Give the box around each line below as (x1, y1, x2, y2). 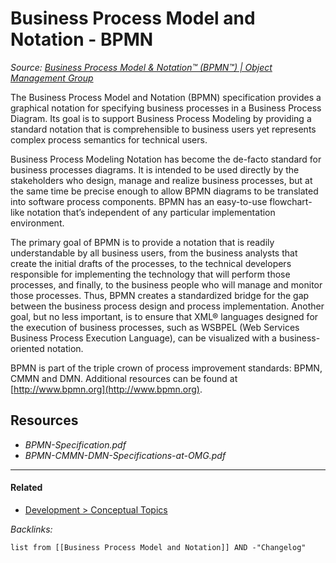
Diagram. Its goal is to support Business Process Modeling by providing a (10, 112, 312, 124)
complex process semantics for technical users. (10, 133, 208, 146)
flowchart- (269, 195, 313, 207)
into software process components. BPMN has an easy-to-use (10, 195, 268, 207)
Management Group (10, 72, 94, 84)
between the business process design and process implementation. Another (10, 300, 325, 312)
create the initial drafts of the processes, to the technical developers (10, 257, 292, 269)
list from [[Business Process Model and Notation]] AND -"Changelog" (10, 542, 307, 552)
